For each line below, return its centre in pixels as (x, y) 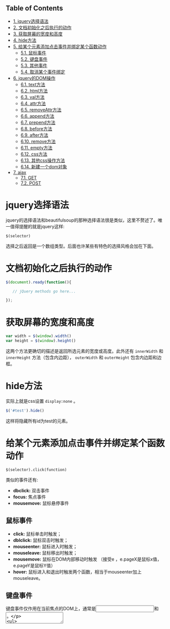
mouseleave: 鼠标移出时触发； (45, 553)
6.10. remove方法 (38, 141)
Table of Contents (35, 8)
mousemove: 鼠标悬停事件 (41, 503)
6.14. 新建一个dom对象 (44, 166)
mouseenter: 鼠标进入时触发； (45, 547)
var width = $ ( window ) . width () (39, 336)
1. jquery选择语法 (31, 21)
